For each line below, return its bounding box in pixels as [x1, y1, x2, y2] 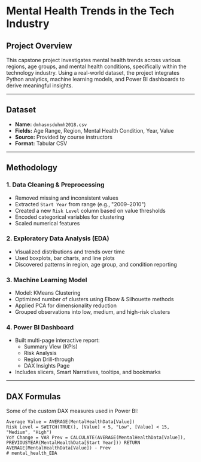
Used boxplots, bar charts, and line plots [14, 254, 115, 261]
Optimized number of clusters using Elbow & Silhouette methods [14, 296, 174, 303]
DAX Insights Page [23, 362, 70, 369]
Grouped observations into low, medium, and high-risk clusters [14, 308, 170, 316]
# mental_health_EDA [6, 450, 58, 457]
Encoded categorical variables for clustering [14, 213, 124, 221]
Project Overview [6, 41, 72, 51]
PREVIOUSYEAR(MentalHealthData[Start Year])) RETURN [6, 440, 141, 446]
